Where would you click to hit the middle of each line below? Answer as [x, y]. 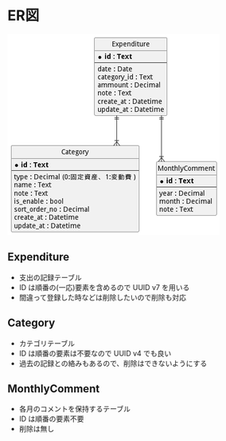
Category [31, 323]
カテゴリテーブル [47, 343]
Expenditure [39, 257]
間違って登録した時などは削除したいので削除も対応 [103, 297]
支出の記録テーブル [50, 277]
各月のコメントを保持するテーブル [74, 409]
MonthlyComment [54, 389]
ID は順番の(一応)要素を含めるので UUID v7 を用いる [104, 287]
